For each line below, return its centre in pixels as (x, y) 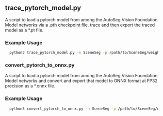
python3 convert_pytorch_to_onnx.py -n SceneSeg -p (63, 109)
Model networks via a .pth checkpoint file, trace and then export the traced (80, 25)
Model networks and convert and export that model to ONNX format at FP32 (81, 81)
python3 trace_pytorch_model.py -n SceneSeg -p (58, 53)
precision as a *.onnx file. (30, 86)
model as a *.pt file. (24, 30)
